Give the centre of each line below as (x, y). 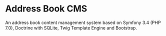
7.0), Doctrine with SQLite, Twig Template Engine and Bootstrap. (71, 27)
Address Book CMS (46, 9)
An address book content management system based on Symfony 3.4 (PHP (83, 22)
